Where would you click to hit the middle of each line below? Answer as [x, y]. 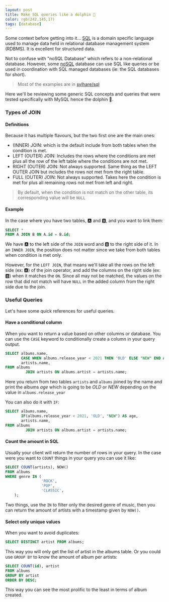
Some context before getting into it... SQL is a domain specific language [80, 38]
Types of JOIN [23, 113]
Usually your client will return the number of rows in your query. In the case [83, 452]
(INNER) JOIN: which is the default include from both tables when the [84, 145]
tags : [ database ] [23, 24]
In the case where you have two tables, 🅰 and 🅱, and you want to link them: [84, 220]
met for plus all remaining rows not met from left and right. [73, 183]
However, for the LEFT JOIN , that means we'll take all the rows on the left [80, 265]
